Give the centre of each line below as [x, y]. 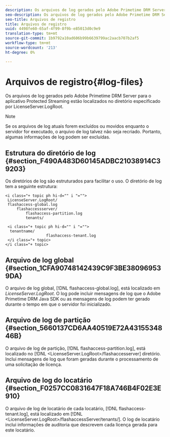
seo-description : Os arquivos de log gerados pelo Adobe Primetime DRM [82, 15]
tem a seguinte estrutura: [31, 187]
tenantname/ [23, 231]
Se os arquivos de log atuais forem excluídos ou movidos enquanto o [77, 126]
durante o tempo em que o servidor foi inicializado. [58, 304]
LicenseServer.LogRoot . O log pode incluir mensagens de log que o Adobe [83, 294]
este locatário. [20, 430]
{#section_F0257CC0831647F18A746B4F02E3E [83, 388]
